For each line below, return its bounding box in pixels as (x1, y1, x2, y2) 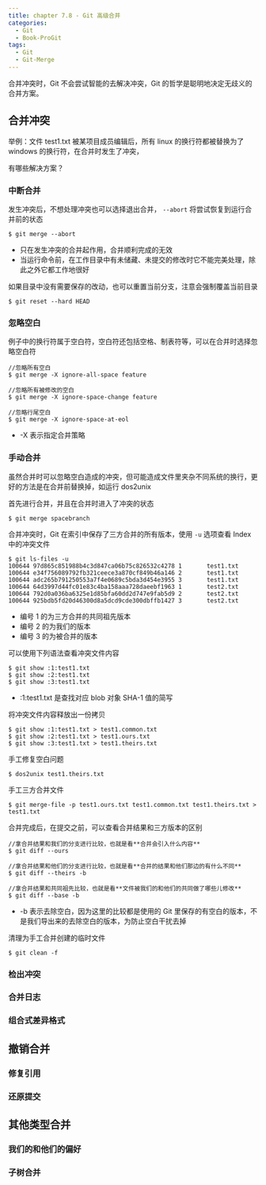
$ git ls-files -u (8, 555, 69, 563)
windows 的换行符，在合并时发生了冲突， (8, 146, 144, 155)
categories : (8, 19, 47, 27)
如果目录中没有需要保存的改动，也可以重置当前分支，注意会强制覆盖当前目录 (8, 281, 258, 291)
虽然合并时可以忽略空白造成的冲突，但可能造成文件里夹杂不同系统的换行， (8, 472, 251, 481)
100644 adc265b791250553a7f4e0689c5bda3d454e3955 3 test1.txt (8, 575, 239, 583)
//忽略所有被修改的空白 (8, 386, 75, 395)
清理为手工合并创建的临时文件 (8, 933, 105, 942)
